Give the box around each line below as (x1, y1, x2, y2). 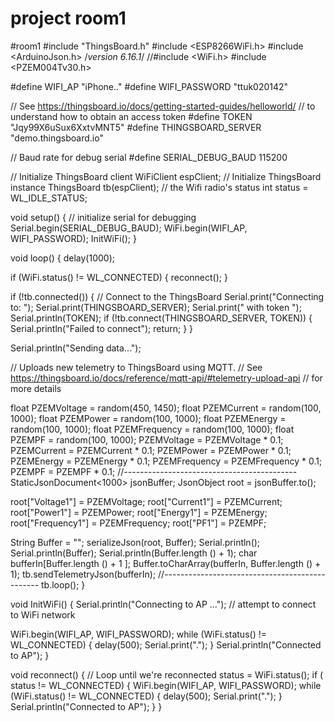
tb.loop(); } (41, 578, 86, 591)
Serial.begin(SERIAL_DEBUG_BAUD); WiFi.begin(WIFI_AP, (10, 222, 248, 234)
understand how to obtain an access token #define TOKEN (10, 110, 253, 122)
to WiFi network (10, 608, 76, 621)
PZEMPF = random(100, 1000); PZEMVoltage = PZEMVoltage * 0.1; (10, 433, 284, 446)
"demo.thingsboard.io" (10, 132, 104, 144)
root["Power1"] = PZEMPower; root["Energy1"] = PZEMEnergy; (10, 506, 268, 518)
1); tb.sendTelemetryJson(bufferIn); (10, 568, 157, 580)
